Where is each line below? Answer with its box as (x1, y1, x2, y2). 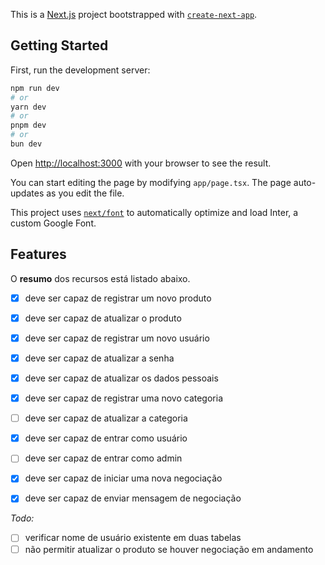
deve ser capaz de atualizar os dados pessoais (24, 372, 219, 384)
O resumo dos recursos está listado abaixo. (10, 272, 191, 284)
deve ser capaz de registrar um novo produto (24, 292, 212, 304)
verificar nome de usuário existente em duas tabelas (24, 532, 242, 544)
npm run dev (10, 83, 60, 93)
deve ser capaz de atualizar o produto (24, 312, 182, 324)
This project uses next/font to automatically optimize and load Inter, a (10, 206, 299, 218)
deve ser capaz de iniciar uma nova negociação (24, 472, 223, 484)
